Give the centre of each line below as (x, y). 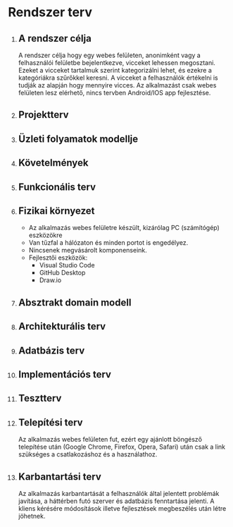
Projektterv (43, 115)
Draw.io (50, 280)
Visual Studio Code (67, 265)
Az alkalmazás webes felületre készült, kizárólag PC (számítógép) (124, 228)
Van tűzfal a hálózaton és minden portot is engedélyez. (108, 243)
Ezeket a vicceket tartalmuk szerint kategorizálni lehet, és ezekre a (115, 70)
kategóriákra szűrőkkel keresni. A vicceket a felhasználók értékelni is (118, 78)
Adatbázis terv (51, 350)
